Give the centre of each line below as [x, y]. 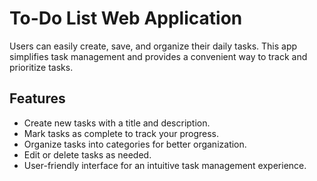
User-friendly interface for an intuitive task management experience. [165, 165]
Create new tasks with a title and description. [117, 123]
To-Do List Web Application [126, 18]
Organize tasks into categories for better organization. [135, 144]
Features [37, 98]
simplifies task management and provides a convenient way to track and [158, 56]
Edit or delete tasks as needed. [87, 154]
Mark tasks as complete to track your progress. [121, 133]
